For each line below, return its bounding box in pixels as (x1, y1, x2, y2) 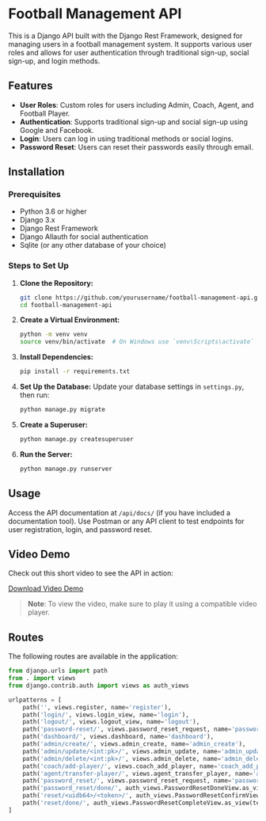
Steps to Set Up (8, 260, 69, 272)
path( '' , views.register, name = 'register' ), (22, 703, 172, 711)
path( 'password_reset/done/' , (22, 785, 123, 792)
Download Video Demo (8, 583, 84, 594)
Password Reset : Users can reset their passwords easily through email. (19, 142, 254, 151)
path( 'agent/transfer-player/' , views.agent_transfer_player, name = (22, 770, 253, 777)
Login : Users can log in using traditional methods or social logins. (19, 134, 234, 143)
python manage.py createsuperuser (19, 435, 134, 443)
